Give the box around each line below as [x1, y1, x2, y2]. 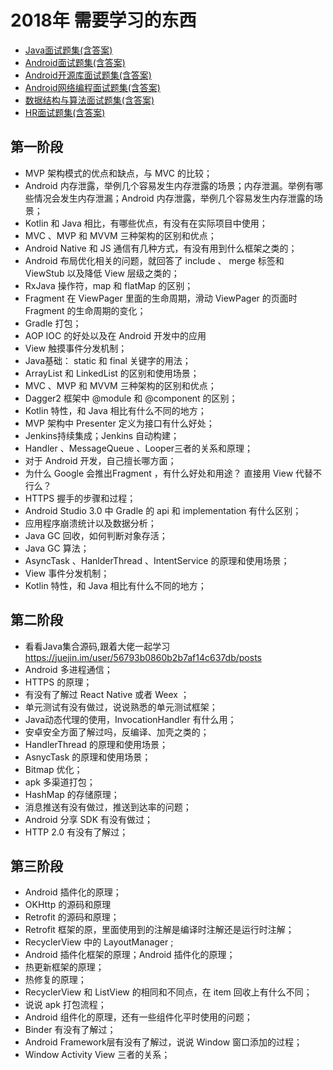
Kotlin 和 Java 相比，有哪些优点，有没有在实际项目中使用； [24, 217, 268, 229]
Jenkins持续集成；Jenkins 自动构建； [24, 429, 180, 441]
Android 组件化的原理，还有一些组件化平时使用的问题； [24, 1011, 253, 1023]
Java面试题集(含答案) [24, 44, 113, 56]
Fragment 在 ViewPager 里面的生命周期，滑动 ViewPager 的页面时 [24, 292, 298, 304]
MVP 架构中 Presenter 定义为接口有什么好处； [24, 417, 215, 429]
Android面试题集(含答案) [24, 56, 126, 68]
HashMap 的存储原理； [24, 788, 120, 800]
